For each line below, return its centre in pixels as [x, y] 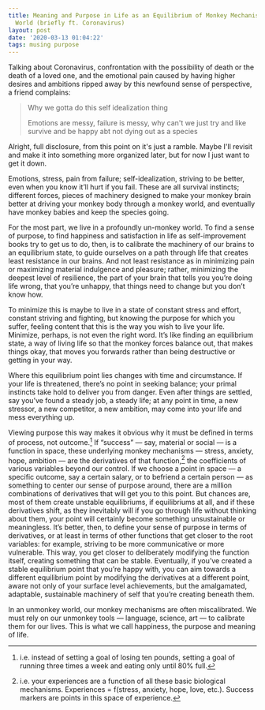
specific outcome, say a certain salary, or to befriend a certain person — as [131, 477]
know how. [26, 295]
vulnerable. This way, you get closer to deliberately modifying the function [129, 552]
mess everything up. [41, 417]
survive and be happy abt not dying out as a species [113, 132]
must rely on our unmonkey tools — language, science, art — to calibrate [127, 618]
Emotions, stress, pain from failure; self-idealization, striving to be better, [127, 179]
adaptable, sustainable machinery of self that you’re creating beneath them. [131, 594]
